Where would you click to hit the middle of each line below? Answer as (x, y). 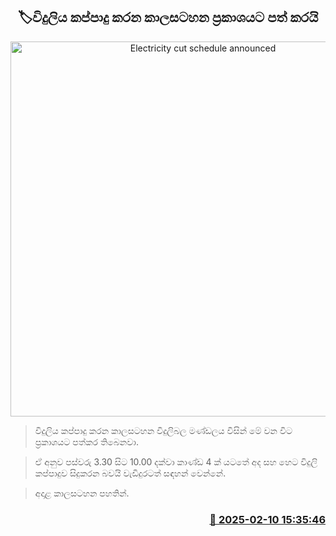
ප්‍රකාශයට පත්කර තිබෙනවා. (86, 441)
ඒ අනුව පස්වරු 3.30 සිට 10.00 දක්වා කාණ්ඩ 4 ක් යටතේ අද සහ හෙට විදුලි (176, 461)
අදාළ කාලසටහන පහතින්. (82, 493)
